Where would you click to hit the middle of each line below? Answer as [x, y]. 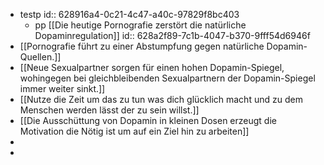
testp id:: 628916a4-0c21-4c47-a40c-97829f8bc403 [129, 14]
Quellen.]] [40, 57]
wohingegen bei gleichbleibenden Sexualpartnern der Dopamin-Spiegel [167, 78]
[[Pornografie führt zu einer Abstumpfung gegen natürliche [142, 46]
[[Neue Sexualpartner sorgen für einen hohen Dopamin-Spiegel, [152, 67]
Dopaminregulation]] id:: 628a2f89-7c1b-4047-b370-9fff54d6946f [172, 35]
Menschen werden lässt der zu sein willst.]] [109, 110]
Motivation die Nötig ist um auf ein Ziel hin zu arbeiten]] [134, 131]
